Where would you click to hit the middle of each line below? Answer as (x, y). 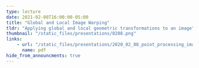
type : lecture (24, 12)
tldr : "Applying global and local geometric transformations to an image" (100, 28)
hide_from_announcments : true (44, 56)
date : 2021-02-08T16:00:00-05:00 (47, 17)
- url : (25, 45)
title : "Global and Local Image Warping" (58, 22)
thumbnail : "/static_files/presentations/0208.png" (71, 34)
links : (14, 39)
